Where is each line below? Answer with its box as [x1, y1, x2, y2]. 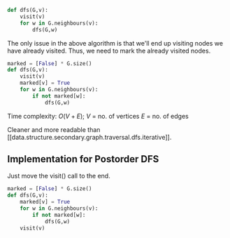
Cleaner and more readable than [7, 125, 101, 133]
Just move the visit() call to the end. [7, 172, 110, 180]
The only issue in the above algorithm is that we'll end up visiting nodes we [7, 39, 224, 47]
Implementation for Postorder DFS [7, 153, 159, 165]
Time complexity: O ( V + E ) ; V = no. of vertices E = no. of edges [7, 112, 189, 120]
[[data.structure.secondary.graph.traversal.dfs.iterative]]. [7, 133, 172, 141]
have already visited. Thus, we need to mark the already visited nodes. [7, 46, 211, 55]
